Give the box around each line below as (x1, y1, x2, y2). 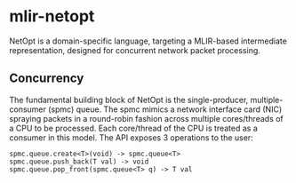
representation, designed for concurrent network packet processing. (9, 44, 260, 55)
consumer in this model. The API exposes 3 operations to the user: (9, 131, 253, 143)
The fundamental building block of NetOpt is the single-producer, (9, 94, 249, 105)
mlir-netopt (9, 6, 95, 27)
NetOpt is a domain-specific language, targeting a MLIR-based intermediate (9, 36, 287, 46)
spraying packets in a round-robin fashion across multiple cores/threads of (9, 113, 284, 123)
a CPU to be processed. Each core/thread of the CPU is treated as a (9, 123, 258, 133)
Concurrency (9, 71, 84, 86)
